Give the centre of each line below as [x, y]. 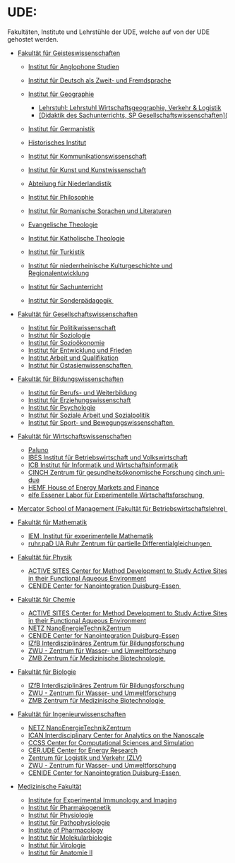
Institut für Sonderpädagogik [70, 300]
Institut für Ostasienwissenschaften [80, 365]
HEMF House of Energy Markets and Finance [94, 487]
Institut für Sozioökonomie [66, 342]
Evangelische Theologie [63, 224]
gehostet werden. [33, 39]
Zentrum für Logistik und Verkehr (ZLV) [85, 758]
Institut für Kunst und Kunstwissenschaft [87, 169]
